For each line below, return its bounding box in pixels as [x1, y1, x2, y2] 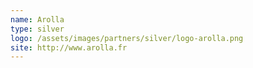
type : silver [10, 24, 65, 34]
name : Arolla [10, 14, 65, 25]
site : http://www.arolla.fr [10, 42, 128, 53]
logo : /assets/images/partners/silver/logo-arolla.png [10, 33, 244, 43]
